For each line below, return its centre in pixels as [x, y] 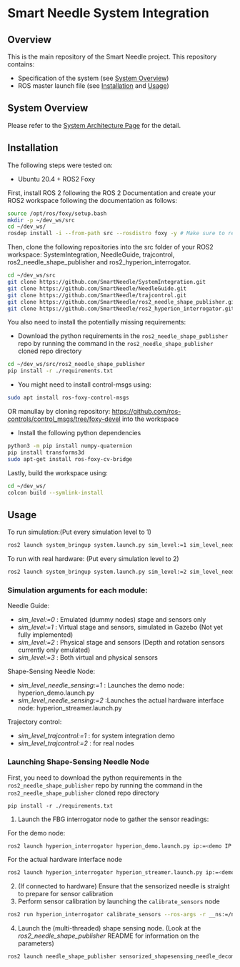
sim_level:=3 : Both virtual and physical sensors [88, 658]
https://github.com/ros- [146, 411]
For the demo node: [36, 833]
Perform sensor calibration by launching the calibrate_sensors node [119, 901]
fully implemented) [45, 635]
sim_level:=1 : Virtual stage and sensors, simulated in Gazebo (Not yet [120, 628]
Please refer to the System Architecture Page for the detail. [94, 125]
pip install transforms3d [46, 452]
